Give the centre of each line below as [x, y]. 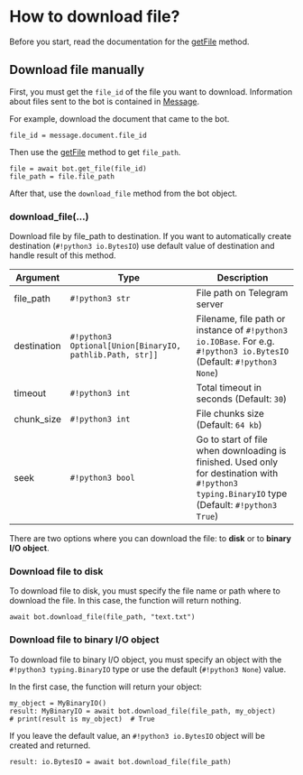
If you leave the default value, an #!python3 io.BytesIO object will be [138, 735]
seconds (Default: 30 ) [241, 399]
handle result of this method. [63, 255]
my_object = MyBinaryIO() [58, 703]
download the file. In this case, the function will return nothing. [125, 601]
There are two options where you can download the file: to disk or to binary [150, 539]
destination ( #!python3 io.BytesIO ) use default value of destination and [142, 246]
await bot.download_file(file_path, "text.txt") [102, 617]
